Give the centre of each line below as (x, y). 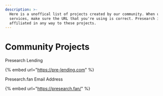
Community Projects (47, 47)
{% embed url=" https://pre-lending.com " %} (50, 70)
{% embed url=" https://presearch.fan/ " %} (48, 89)
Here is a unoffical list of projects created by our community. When (82, 14)
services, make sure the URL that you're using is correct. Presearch (82, 18)
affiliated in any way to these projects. (53, 23)
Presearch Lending (24, 61)
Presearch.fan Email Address (34, 79)
